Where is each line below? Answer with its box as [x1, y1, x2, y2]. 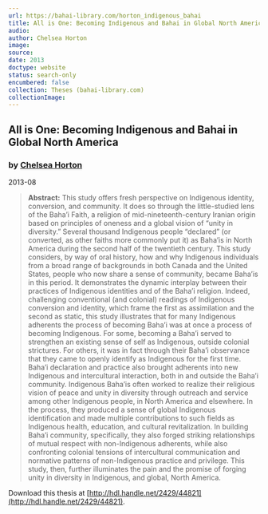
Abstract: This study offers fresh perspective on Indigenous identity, [27, 192, 254, 202]
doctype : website [8, 64, 66, 72]
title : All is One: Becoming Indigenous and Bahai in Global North [8, 19, 238, 27]
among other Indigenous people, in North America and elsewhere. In [27, 396, 254, 405]
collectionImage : [8, 93, 66, 101]
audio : [8, 26, 30, 34]
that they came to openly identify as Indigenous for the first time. [27, 354, 242, 363]
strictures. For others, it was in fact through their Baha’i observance [27, 345, 250, 355]
